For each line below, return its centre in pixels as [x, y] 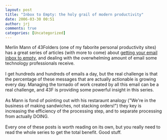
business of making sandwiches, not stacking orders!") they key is [73, 106]
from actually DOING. [27, 116]
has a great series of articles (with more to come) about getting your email [82, 52]
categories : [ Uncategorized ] [35, 33]
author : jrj [17, 24]
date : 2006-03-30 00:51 [30, 19]
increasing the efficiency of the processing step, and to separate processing [83, 111]
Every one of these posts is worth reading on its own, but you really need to [83, 127]
